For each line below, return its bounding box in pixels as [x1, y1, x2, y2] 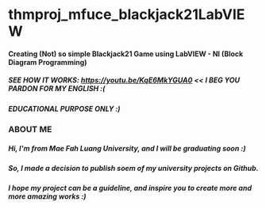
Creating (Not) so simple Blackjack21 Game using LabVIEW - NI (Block [8, 49, 244, 59]
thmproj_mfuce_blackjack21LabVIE [8, 6, 245, 24]
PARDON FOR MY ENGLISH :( [8, 84, 106, 93]
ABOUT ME [8, 124, 52, 135]
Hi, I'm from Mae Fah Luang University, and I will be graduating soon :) [8, 143, 246, 153]
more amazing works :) [8, 192, 87, 201]
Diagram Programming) [8, 57, 87, 66]
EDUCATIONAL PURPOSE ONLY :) [8, 104, 121, 113]
